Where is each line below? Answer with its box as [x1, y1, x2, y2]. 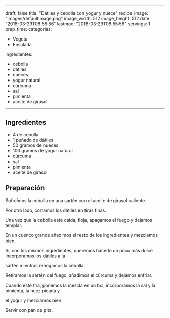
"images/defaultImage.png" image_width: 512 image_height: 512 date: [5, 16, 151, 21]
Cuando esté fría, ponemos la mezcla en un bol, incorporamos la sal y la [5, 282, 156, 288]
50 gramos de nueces [12, 142, 59, 148]
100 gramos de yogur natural [12, 147, 73, 153]
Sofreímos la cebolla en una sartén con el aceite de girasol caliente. [5, 197, 147, 203]
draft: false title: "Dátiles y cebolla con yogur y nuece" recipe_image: [5, 10, 148, 16]
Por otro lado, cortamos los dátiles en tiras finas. [5, 207, 106, 213]
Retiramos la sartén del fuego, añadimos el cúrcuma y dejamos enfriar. [5, 272, 153, 279]
